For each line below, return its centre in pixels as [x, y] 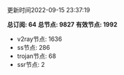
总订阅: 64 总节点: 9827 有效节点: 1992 [62, 25]
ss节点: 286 [33, 47]
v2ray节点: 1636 [40, 39]
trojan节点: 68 [36, 56]
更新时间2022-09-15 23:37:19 [49, 10]
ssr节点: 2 [31, 64]
